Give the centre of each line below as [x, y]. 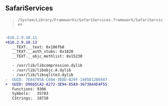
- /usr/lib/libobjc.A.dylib [41, 70]
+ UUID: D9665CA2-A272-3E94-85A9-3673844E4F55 [56, 84]
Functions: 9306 [29, 89]
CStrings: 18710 [30, 98]
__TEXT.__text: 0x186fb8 [38, 47]
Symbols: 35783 [30, 94]
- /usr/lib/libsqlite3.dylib [43, 75]
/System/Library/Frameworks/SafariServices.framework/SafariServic [90, 20]
